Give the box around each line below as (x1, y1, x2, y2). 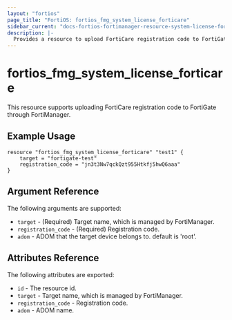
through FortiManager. (7, 111, 71, 119)
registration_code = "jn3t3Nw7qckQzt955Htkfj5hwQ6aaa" (19, 160, 181, 168)
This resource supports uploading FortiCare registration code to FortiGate (7, 103, 217, 111)
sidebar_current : (7, 23, 57, 30)
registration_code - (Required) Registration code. (17, 225, 160, 233)
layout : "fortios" (7, 10, 60, 17)
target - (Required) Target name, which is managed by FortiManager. (17, 217, 215, 225)
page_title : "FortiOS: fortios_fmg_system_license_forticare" (7, 17, 190, 23)
